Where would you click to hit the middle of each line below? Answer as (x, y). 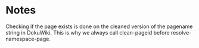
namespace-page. (28, 39)
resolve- (181, 32)
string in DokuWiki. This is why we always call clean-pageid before (88, 32)
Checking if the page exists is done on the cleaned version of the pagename (99, 26)
